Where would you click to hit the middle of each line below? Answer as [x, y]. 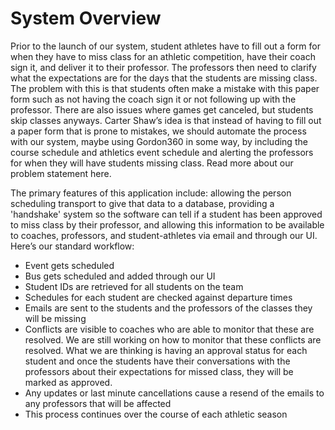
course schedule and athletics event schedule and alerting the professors [162, 152]
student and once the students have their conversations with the [157, 361]
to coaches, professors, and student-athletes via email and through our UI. [164, 235]
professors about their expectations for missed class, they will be [159, 371]
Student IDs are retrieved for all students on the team [134, 286]
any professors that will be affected [98, 403]
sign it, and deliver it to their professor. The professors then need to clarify [163, 67]
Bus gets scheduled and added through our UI [120, 276]
